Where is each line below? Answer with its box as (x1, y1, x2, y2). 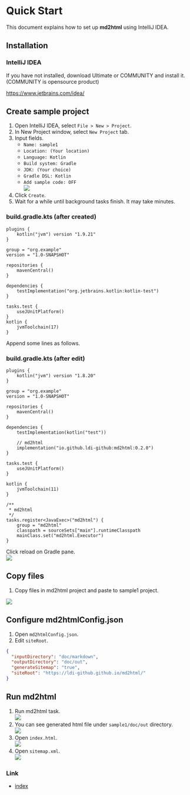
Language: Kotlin (23, 154, 66, 160)
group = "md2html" (16, 523, 62, 529)
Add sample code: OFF (23, 180, 76, 186)
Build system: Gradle (23, 161, 76, 167)
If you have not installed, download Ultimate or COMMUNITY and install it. (6, 72, 185, 79)
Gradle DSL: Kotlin (23, 173, 72, 179)
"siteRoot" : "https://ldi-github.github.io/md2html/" (11, 670, 146, 676)
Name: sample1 (23, 142, 58, 148)
